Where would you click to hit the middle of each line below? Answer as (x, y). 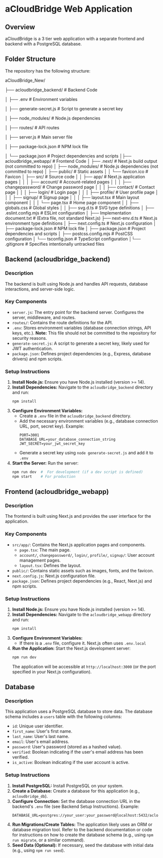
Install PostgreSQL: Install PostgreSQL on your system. (68, 785)
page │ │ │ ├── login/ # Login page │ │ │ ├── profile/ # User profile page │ (82, 192)
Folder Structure (30, 59)
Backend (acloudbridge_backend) (58, 259)
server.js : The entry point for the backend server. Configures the (78, 312)
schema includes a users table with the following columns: (63, 717)
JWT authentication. (32, 348)
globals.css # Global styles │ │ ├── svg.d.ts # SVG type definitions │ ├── (80, 208)
